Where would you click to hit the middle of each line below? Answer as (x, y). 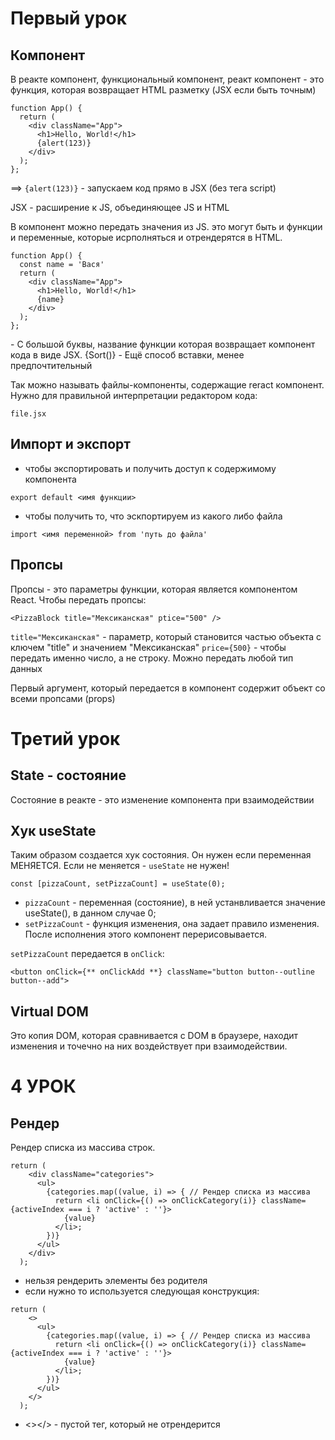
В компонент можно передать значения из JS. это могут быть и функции (166, 226)
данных (26, 668)
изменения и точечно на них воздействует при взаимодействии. (149, 1046)
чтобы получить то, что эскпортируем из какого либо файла (153, 516)
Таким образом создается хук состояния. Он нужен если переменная (161, 855)
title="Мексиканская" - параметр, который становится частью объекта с (166, 636)
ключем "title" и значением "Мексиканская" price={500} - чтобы (148, 647)
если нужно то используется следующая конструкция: (142, 1291)
